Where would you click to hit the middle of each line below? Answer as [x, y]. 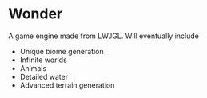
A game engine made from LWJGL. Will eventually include [104, 36]
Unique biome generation [62, 51]
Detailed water [44, 76]
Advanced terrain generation [67, 85]
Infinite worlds [44, 60]
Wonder [35, 14]
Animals [33, 68]
